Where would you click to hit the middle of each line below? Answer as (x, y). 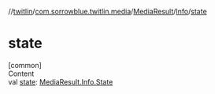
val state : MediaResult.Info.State (61, 81)
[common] (25, 65)
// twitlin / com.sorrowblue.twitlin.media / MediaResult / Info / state (107, 11)
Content (21, 73)
